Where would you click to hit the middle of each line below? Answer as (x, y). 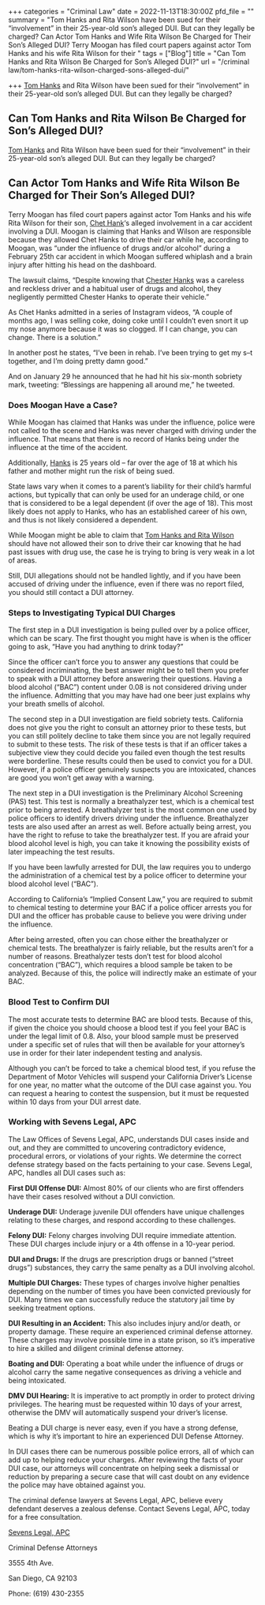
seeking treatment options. (52, 1308)
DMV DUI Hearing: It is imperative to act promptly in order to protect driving (131, 1395)
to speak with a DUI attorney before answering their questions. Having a (125, 679)
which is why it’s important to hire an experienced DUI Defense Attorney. (126, 1436)
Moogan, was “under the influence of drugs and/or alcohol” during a (119, 248)
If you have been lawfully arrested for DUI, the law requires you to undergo (130, 867)
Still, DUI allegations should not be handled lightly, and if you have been (125, 575)
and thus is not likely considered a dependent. (83, 519)
